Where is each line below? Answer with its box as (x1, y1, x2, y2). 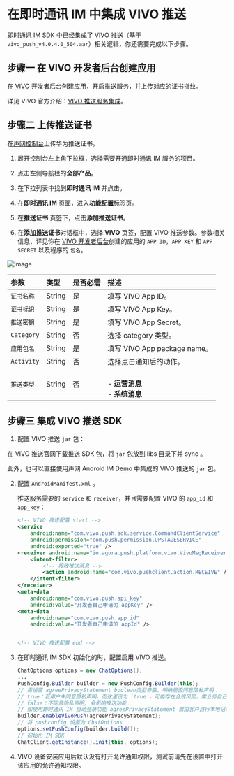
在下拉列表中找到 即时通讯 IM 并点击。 (17, 183, 127, 192)
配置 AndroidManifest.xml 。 (17, 480, 99, 488)
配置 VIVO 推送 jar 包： (17, 435, 86, 443)
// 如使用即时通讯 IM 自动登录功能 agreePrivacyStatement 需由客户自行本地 (17, 706, 221, 713)
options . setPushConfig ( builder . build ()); (17, 726, 140, 733)
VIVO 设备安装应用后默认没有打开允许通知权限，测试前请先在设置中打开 (17, 752, 224, 761)
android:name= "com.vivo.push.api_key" (30, 595, 143, 602)
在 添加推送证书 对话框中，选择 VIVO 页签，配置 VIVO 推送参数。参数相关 (17, 228, 225, 236)
